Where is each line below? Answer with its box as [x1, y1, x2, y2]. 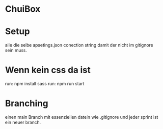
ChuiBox [5, 3, 41, 15]
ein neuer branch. [5, 119, 41, 125]
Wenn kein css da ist [5, 65, 91, 76]
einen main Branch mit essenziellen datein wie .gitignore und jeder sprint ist [5, 114, 159, 120]
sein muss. [5, 48, 27, 53]
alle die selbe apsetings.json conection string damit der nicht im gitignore [5, 42, 153, 48]
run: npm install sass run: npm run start [5, 81, 84, 87]
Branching [5, 98, 48, 109]
